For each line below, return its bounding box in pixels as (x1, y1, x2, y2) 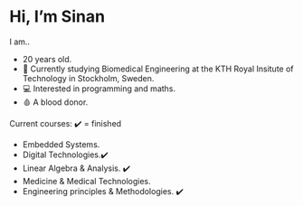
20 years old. (22, 53, 72, 64)
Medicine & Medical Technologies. (22, 175, 151, 186)
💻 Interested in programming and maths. (22, 83, 176, 94)
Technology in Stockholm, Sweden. (22, 72, 155, 83)
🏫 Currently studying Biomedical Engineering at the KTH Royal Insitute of (22, 63, 294, 74)
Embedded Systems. (22, 138, 100, 150)
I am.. (9, 36, 30, 47)
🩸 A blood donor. (22, 97, 89, 108)
